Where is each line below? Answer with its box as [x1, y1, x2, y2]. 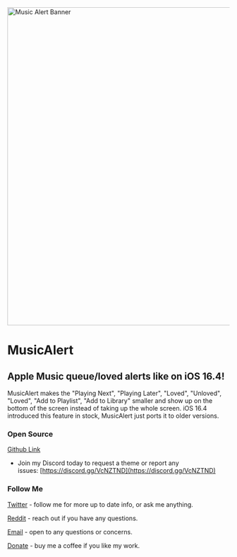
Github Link [7, 445, 41, 454]
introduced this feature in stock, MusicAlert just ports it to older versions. [7, 411, 219, 420]
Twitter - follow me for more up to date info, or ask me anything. [7, 500, 194, 508]
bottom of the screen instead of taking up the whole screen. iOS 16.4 [7, 404, 207, 412]
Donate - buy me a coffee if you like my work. [7, 541, 140, 550]
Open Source [7, 429, 54, 439]
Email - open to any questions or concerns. [7, 527, 133, 536]
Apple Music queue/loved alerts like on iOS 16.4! [7, 370, 225, 382]
